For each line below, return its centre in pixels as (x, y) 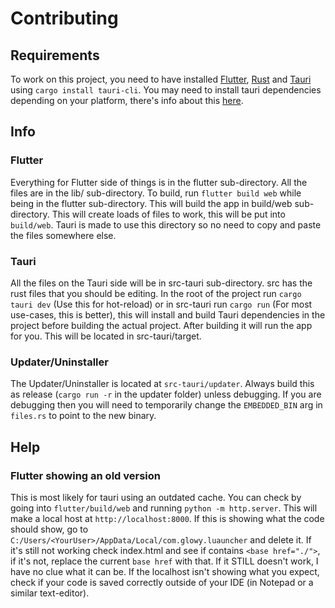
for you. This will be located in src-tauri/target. (106, 336)
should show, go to (49, 529)
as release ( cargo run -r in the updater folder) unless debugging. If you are (166, 394)
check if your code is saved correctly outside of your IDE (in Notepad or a (162, 582)
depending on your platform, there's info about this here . (127, 100)
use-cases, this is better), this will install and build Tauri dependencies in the (168, 314)
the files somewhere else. (63, 235)
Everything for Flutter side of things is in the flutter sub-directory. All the (159, 182)
